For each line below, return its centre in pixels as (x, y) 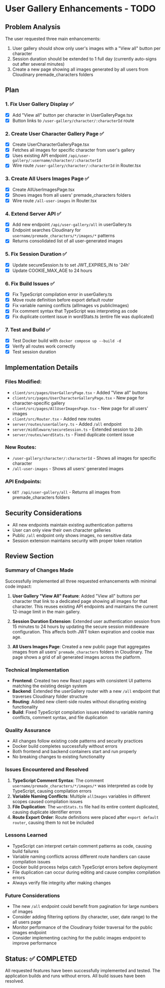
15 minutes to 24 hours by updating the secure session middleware (81, 627)
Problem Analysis (33, 27)
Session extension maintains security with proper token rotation (77, 540)
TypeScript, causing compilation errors (52, 791)
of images (22, 912)
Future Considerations (33, 896)
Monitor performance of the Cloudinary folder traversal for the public (82, 927)
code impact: (19, 586)
